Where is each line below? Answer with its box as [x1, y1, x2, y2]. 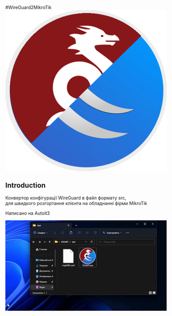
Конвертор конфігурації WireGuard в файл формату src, [5, 194, 126, 201]
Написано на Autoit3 [5, 210, 50, 216]
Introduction [5, 181, 46, 190]
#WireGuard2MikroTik [5, 5, 52, 10]
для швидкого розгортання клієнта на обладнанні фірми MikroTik [5, 200, 147, 206]
